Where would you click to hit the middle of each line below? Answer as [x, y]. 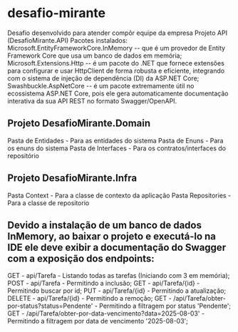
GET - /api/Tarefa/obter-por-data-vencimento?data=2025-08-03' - [106, 313]
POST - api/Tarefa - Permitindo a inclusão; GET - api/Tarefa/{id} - [104, 284]
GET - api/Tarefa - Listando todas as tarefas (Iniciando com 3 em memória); [119, 276]
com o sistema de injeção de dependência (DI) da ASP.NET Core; [103, 78]
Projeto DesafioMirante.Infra [72, 178]
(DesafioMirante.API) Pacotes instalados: [68, 40]
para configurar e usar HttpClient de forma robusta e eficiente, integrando [116, 71]
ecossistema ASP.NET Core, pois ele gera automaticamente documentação [118, 93]
